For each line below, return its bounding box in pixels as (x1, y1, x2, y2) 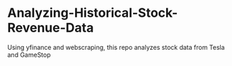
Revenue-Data (7, 20, 94, 36)
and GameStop (7, 51, 51, 59)
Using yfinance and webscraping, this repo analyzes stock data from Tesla (7, 43, 225, 51)
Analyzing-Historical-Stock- (7, 5, 178, 21)
